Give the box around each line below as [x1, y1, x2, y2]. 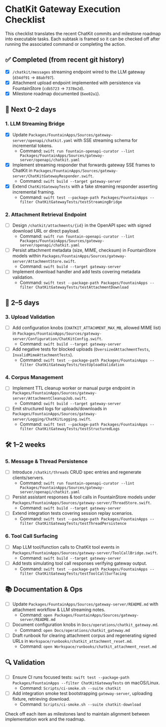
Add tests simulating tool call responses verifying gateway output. [12, 560, 147, 566]
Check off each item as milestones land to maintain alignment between [5, 711, 150, 717]
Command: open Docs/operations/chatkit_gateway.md [19, 627, 130, 633]
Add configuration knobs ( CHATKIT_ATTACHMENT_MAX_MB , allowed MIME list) [12, 325, 161, 331]
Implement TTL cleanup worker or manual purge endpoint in [12, 385, 135, 391]
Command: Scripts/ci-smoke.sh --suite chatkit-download [19, 701, 141, 707]
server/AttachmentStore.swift [12, 259, 75, 264]
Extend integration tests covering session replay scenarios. [12, 510, 133, 516]
